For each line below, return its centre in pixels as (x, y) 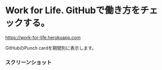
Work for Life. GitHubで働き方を (73, 10)
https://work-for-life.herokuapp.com (43, 37)
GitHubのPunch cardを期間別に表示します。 (51, 48)
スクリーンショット (29, 62)
